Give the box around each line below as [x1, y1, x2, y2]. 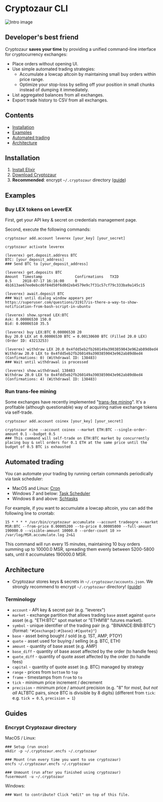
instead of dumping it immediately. [19, 86, 89, 93]
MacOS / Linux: [5, 735, 36, 741]
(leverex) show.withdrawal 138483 [5, 368, 76, 373]
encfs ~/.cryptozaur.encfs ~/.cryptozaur [5, 762, 91, 766]
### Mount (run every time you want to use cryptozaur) [5, 757, 121, 762]
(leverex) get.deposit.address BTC [5, 253, 78, 258]
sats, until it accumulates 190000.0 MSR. [5, 552, 87, 558]
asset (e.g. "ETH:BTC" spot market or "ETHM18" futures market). [12, 618, 143, 623]
